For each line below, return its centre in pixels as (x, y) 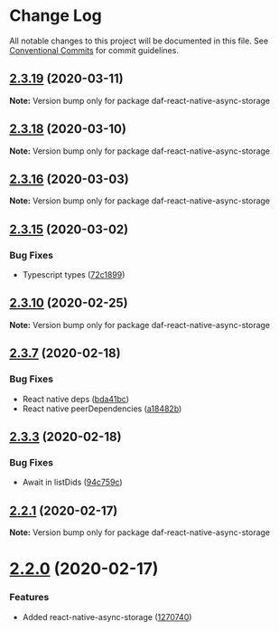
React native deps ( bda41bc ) (75, 399)
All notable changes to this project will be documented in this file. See (139, 41)
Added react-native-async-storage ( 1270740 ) (107, 617)
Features (29, 598)
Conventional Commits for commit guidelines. (94, 50)
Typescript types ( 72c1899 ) (74, 275)
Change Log (56, 16)
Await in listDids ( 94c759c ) (73, 482)
